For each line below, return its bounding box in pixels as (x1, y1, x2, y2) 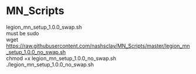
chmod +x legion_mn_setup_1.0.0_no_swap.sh (6, 55, 116, 62)
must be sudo (6, 29, 39, 36)
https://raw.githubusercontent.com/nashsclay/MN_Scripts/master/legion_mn (6, 42, 190, 49)
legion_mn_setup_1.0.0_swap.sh (6, 23, 82, 31)
